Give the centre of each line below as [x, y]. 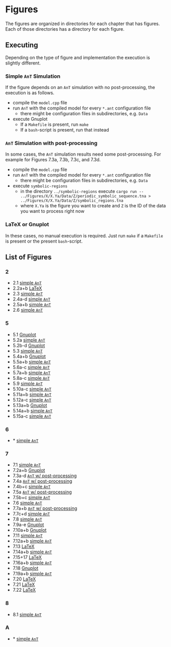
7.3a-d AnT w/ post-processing [45, 476]
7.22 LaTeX [24, 590]
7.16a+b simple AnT [32, 563]
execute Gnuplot [30, 119]
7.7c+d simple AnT [31, 514]
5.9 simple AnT [28, 383]
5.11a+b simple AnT [32, 394]
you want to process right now [52, 211]
